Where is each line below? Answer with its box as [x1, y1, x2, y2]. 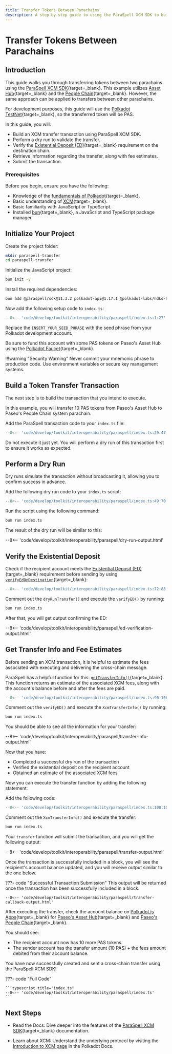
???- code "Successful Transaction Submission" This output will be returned [5, 880, 166, 886]
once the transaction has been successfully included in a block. [5, 885, 140, 891]
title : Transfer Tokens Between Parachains [5, 7, 100, 13]
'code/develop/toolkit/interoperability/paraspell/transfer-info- [19, 734, 149, 740]
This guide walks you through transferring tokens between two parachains [5, 79, 163, 85]
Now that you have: [5, 749, 47, 755]
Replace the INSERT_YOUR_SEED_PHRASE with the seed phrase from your [5, 324, 152, 331]
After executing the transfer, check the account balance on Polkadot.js [5, 909, 154, 915]
